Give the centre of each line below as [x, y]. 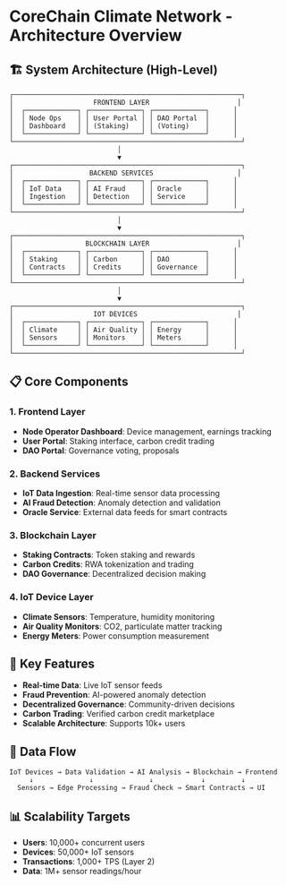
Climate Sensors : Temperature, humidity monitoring [118, 616]
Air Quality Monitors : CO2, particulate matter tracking [122, 626]
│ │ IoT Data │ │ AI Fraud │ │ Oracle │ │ [124, 189]
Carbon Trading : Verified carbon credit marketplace [118, 714]
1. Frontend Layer [48, 412]
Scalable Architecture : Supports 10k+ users [104, 724]
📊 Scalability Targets [70, 816]
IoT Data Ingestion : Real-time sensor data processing [121, 493]
